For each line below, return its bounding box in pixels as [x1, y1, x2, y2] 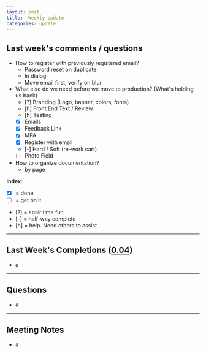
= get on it [15, 196, 42, 203]
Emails [24, 118, 42, 126]
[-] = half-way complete [15, 215, 76, 222]
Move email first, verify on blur [24, 79, 102, 86]
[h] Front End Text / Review [24, 105, 93, 112]
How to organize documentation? [15, 159, 99, 166]
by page [24, 165, 46, 173]
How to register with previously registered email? [15, 59, 139, 67]
